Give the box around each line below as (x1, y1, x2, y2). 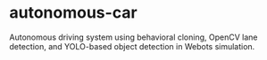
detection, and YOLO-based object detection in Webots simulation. (9, 41, 255, 51)
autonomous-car (9, 3, 138, 23)
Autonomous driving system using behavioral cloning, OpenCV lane (9, 32, 258, 42)
